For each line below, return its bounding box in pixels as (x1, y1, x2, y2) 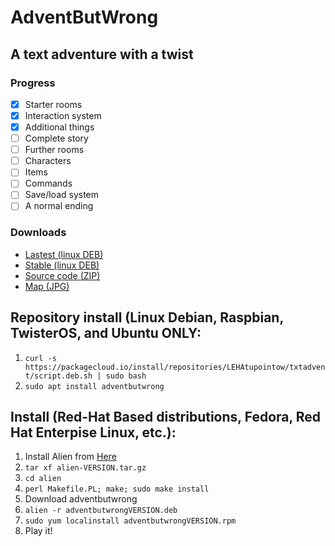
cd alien (24, 474, 62, 484)
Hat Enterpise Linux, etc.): (10, 424, 177, 441)
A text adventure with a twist (10, 46, 194, 63)
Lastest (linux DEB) (24, 248, 104, 260)
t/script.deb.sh (24, 371, 93, 381)
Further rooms (24, 144, 85, 156)
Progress (10, 76, 56, 90)
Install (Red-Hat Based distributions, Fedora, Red (10, 409, 322, 425)
